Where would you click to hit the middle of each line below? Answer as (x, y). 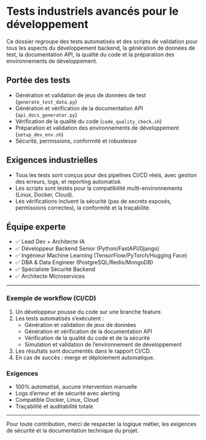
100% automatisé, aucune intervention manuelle (76, 387)
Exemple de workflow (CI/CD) (51, 298)
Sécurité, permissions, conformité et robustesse (76, 141)
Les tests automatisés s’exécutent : (59, 318)
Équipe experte (36, 226)
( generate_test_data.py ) (46, 101)
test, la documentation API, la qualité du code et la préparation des (90, 54)
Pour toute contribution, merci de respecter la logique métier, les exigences (101, 424)
